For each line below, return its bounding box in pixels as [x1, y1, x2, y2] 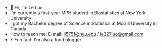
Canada [10, 26, 27, 32]
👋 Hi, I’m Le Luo [10, 5, 43, 10]
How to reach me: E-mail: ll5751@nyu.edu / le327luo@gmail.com [10, 31, 144, 37]
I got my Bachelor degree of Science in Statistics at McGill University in [10, 20, 157, 26]
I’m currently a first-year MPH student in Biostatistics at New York [10, 10, 146, 16]
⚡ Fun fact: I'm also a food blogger [10, 37, 82, 42]
